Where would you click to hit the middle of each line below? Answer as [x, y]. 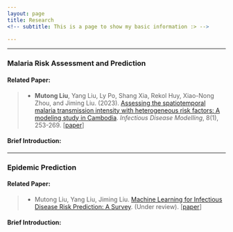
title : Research [31, 20]
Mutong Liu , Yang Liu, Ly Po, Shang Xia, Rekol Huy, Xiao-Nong [124, 95]
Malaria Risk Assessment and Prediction [77, 63]
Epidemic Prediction [42, 167]
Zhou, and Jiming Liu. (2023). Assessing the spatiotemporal [120, 103]
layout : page [26, 14]
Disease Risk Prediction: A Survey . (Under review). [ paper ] [118, 206]
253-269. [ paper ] [59, 125]
